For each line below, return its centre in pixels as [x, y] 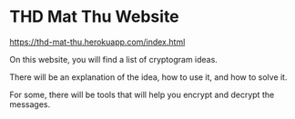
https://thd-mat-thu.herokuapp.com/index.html [97, 42]
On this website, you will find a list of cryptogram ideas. [114, 59]
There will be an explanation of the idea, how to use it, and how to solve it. [148, 77]
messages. [30, 104]
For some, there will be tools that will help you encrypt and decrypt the [142, 94]
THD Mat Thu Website [94, 17]
